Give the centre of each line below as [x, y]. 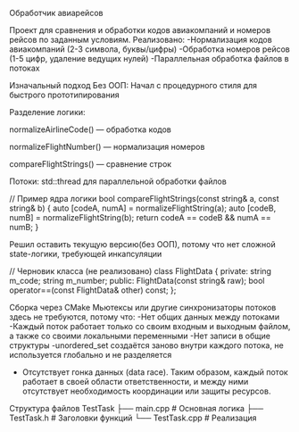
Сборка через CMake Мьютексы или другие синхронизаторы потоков [143, 307]
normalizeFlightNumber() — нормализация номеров [107, 147]
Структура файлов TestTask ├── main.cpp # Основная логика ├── [137, 408]
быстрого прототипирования [64, 95]
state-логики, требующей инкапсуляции [86, 254]
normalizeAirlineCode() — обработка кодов [91, 129]
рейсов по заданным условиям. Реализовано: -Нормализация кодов [141, 40]
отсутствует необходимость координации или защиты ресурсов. [146, 391]
